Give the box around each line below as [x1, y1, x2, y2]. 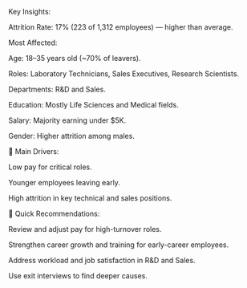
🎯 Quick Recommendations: [8, 209, 100, 218]
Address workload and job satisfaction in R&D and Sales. [8, 256, 196, 265]
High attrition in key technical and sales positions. [8, 193, 172, 203]
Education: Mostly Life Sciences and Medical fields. [8, 100, 179, 109]
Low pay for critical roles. [8, 162, 92, 172]
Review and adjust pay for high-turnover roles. [8, 225, 162, 233]
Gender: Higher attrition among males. [8, 132, 135, 140]
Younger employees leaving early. [8, 178, 120, 187]
